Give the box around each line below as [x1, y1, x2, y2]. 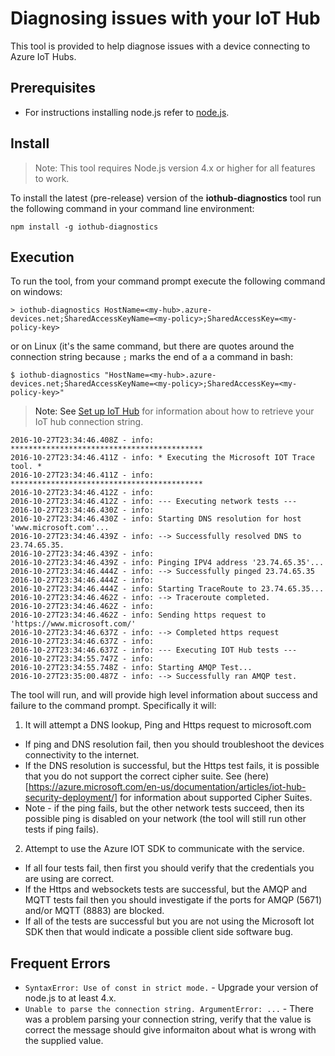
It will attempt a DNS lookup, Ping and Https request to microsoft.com [24, 719, 312, 731]
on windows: [10, 286, 63, 298]
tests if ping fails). [24, 823, 99, 836]
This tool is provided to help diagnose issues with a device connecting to [10, 40, 311, 52]
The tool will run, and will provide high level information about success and [10, 689, 318, 701]
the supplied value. [24, 1035, 104, 1047]
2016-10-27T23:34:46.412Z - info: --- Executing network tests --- [10, 497, 298, 507]
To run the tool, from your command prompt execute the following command [10, 275, 326, 287]
